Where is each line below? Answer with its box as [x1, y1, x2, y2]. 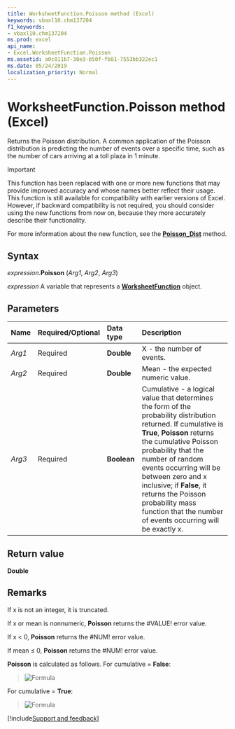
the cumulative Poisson [141, 437, 218, 447]
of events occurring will [141, 515, 219, 525]
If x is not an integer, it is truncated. [7, 605, 110, 613]
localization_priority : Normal [7, 69, 99, 76]
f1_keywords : [7, 23, 45, 30]
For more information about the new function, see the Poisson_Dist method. [7, 230, 227, 238]
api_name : [7, 43, 36, 50]
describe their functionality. [7, 216, 87, 225]
